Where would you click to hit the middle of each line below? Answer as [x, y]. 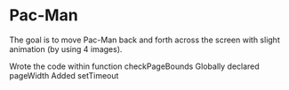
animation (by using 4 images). [66, 49]
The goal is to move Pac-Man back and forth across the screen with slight [144, 40]
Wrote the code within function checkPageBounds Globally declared [134, 66]
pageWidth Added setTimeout [64, 75]
